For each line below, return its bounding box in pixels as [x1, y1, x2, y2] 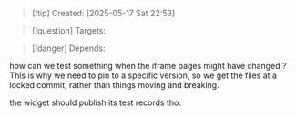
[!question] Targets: [31, 25, 107, 35]
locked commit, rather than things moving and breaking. [9, 80, 220, 90]
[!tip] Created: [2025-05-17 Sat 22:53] [31, 8, 176, 18]
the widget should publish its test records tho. [9, 97, 182, 108]
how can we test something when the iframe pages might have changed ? [9, 61, 287, 71]
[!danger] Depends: [31, 43, 106, 54]
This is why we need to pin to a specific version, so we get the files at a [9, 70, 278, 81]
